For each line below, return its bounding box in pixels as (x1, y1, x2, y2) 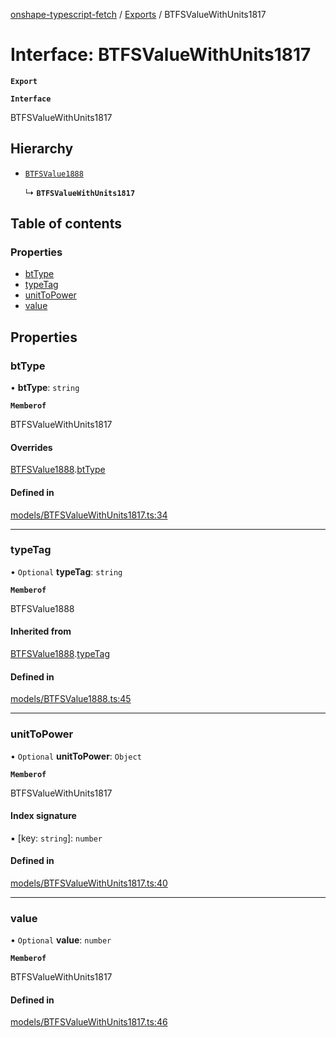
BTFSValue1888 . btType (10, 464, 106, 476)
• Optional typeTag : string (10, 565, 123, 578)
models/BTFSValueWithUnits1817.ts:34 (10, 509, 168, 521)
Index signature (10, 810, 77, 822)
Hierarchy (10, 140, 74, 158)
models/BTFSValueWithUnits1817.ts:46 (10, 1016, 168, 1028)
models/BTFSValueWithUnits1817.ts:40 (10, 877, 168, 889)
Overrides (10, 441, 53, 453)
